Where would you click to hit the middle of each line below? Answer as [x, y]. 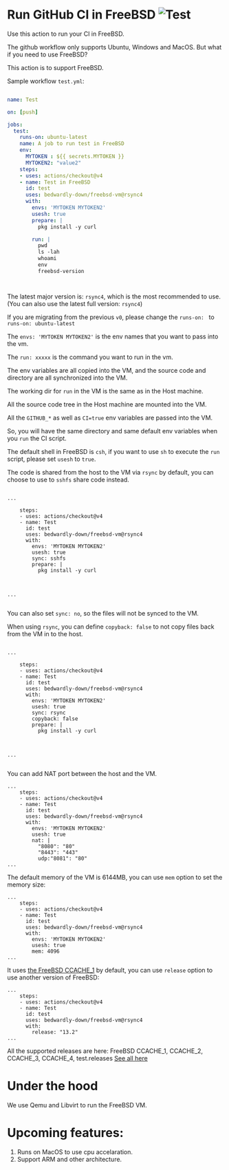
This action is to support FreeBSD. [56, 67]
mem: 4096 [46, 951]
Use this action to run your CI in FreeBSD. [66, 34]
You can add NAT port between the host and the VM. [82, 773]
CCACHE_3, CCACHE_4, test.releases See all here [77, 1058]
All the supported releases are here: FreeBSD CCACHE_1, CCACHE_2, [105, 1051]
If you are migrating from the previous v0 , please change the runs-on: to [111, 317]
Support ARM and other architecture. [69, 1159]
